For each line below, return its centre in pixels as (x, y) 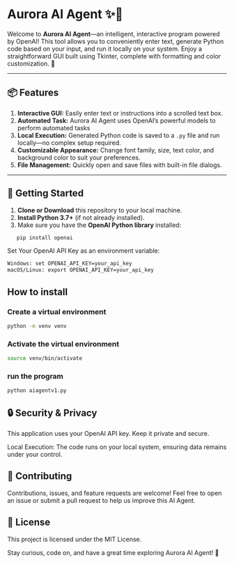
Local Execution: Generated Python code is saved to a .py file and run (118, 135)
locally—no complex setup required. (69, 143)
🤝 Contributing (40, 476)
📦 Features (33, 93)
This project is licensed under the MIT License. (75, 539)
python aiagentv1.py (37, 391)
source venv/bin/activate (45, 359)
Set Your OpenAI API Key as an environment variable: (84, 251)
